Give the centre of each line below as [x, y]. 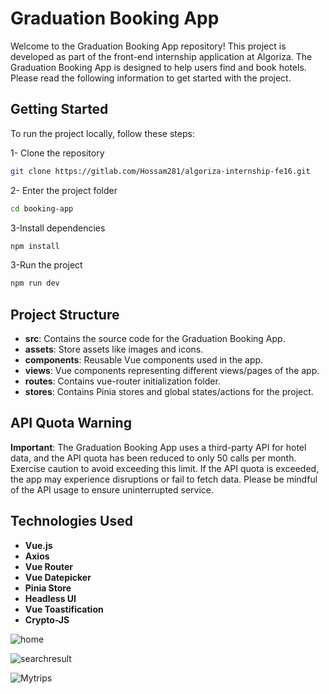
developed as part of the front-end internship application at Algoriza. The [161, 56]
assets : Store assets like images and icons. [114, 349]
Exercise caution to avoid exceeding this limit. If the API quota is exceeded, [165, 468]
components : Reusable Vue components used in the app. [144, 360]
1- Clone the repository [57, 153]
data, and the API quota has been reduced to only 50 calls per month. [153, 458]
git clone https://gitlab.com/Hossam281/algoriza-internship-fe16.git [160, 171]
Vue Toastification [64, 609]
